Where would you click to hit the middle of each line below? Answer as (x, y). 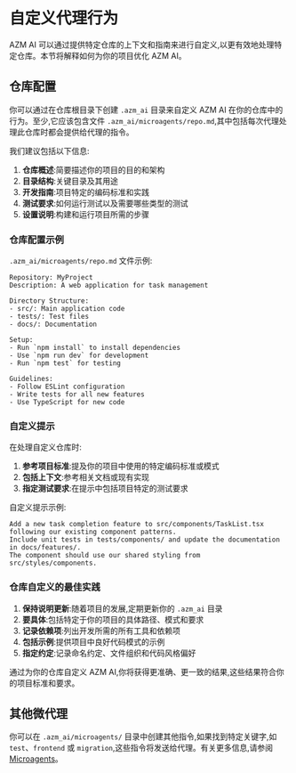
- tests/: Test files (49, 317)
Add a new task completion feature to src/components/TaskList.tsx (137, 525)
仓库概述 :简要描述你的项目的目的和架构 (93, 169)
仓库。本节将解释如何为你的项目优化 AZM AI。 (101, 55)
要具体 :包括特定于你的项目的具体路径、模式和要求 (113, 619)
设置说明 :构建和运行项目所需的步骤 (85, 214)
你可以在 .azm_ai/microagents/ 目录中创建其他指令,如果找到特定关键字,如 (143, 736)
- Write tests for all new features (77, 395)
